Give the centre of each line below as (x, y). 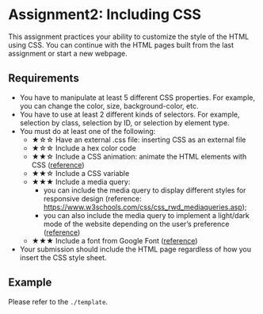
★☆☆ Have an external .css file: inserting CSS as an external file (139, 140)
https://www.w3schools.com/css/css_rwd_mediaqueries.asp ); (145, 207)
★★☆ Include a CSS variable (80, 173)
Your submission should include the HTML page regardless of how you (135, 249)
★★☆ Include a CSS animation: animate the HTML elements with (139, 156)
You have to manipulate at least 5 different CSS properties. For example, (137, 98)
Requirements (44, 78)
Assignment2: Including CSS (105, 15)
